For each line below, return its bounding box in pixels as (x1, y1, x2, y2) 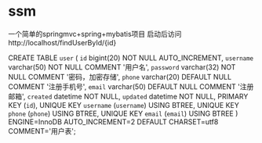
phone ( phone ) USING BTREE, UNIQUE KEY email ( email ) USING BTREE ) (8, 109, 238, 118)
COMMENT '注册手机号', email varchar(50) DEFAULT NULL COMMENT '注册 (8, 81, 254, 91)
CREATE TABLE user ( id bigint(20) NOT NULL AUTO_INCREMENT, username (8, 53, 254, 63)
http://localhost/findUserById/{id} (8, 38, 117, 47)
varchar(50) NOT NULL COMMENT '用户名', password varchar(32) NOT (8, 62, 236, 72)
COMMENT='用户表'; (8, 126, 76, 135)
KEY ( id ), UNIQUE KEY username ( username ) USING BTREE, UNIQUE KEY (8, 100, 239, 109)
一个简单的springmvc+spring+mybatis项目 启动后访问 (8, 29, 182, 38)
